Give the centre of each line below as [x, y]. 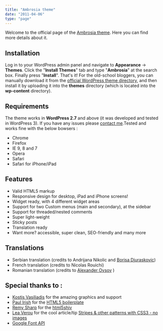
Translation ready [30, 227]
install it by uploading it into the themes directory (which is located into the [80, 86]
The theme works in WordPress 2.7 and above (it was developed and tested [82, 118]
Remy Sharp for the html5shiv [42, 308]
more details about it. [26, 38]
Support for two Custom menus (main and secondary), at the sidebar [81, 206]
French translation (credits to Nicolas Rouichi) [58, 265]
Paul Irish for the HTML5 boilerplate [48, 302]
